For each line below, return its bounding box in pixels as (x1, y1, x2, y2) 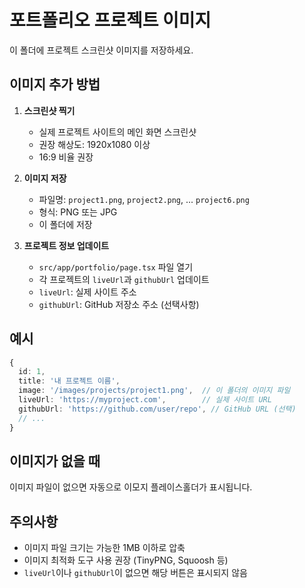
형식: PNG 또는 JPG (38, 206, 118, 218)
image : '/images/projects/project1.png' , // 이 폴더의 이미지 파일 (18, 386, 291, 396)
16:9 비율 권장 (38, 151, 94, 163)
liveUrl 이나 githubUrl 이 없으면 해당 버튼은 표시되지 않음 (23, 567, 248, 579)
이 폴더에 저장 (38, 218, 93, 230)
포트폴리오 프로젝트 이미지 (9, 9, 212, 32)
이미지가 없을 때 (9, 452, 101, 470)
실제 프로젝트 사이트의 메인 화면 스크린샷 (38, 126, 197, 138)
